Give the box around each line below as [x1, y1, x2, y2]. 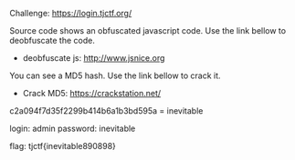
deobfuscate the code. [9, 35, 96, 45]
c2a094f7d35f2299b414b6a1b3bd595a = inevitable [9, 105, 204, 116]
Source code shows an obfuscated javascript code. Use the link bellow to [9, 25, 286, 35]
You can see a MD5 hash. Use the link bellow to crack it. [9, 70, 221, 81]
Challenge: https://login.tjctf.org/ [9, 8, 132, 18]
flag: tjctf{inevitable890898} [9, 141, 117, 151]
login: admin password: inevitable [9, 123, 136, 134]
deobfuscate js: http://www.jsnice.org [22, 53, 165, 63]
